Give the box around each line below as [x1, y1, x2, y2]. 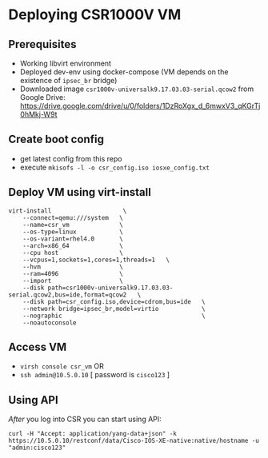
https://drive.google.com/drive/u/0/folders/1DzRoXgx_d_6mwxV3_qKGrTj [19, 102, 261, 110]
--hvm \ [22, 262, 124, 271]
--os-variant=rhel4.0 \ [22, 234, 124, 243]
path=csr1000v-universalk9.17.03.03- [47, 284, 174, 292]
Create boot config [8, 133, 104, 146]
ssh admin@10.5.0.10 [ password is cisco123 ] [19, 370, 170, 380]
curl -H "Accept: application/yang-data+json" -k [8, 430, 178, 438]
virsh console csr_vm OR [19, 361, 104, 371]
